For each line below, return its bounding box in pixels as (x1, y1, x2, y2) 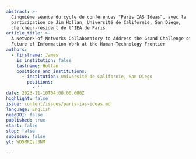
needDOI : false (6, 112, 43, 117)
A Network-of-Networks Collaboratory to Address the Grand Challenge (11, 36, 184, 42)
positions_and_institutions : (16, 68, 87, 74)
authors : (6, 47, 27, 53)
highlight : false (6, 95, 48, 101)
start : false (6, 123, 38, 129)
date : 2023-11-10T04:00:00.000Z (6, 90, 85, 96)
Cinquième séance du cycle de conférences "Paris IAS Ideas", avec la (11, 14, 187, 20)
